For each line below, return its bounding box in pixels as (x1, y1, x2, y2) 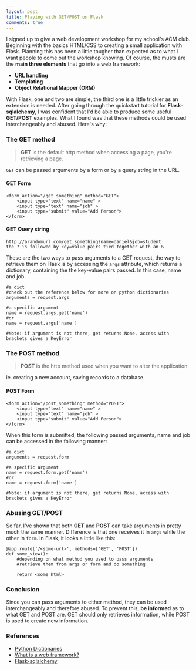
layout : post (6, 8, 38, 15)
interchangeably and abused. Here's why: (6, 121, 107, 128)
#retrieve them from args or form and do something (16, 561, 146, 567)
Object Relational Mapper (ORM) (14, 85, 96, 92)
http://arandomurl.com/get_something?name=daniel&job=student (6, 239, 161, 245)
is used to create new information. (6, 617, 89, 624)
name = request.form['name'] (6, 480, 77, 486)
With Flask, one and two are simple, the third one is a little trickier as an (6, 96, 179, 103)
